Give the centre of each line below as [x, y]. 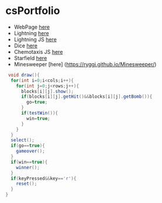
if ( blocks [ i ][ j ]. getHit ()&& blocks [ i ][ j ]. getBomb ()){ [87, 97]
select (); [23, 140]
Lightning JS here [35, 39]
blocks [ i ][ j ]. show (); [47, 91]
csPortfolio [33, 11]
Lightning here [31, 33]
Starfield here [30, 58]
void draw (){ [24, 75]
